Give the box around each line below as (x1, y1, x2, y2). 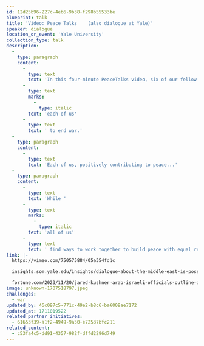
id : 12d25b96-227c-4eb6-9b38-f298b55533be (6, 9, 115, 15)
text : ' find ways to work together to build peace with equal (28, 246, 191, 252)
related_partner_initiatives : (6, 314, 83, 320)
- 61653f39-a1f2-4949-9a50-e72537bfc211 (12, 319, 115, 325)
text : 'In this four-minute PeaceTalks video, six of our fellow (28, 77, 197, 83)
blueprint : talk (6, 15, 47, 21)
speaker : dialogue (6, 26, 53, 32)
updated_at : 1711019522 (6, 308, 67, 314)
